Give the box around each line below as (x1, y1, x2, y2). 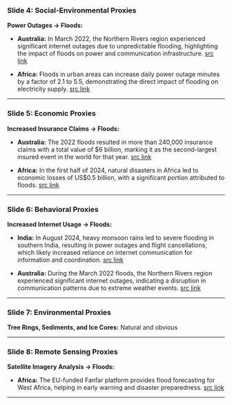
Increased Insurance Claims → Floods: (7, 124, 119, 133)
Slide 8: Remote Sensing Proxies (7, 347, 119, 357)
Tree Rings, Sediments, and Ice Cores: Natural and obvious (7, 323, 178, 332)
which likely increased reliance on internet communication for (17, 248, 193, 256)
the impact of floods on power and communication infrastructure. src (17, 49, 214, 57)
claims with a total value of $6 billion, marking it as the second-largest (17, 145, 217, 154)
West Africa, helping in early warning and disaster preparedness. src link (17, 384, 224, 392)
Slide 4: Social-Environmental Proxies (7, 6, 137, 15)
